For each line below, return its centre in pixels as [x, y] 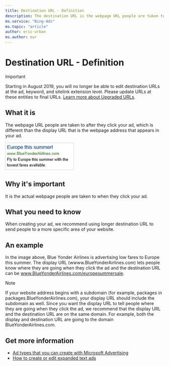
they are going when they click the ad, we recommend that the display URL [83, 309]
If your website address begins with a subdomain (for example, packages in [84, 293]
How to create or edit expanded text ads [54, 358]
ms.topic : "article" [27, 27]
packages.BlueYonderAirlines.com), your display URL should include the [80, 298]
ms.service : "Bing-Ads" [30, 21]
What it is [20, 113]
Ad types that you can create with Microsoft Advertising [70, 353]
